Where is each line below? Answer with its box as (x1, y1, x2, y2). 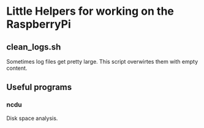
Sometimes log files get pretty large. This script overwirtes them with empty (6, 58, 198, 65)
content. (6, 64, 28, 72)
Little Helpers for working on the (6, 4, 175, 18)
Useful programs (6, 82, 72, 92)
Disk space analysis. (6, 115, 58, 122)
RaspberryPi (6, 17, 72, 31)
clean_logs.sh (6, 42, 61, 52)
